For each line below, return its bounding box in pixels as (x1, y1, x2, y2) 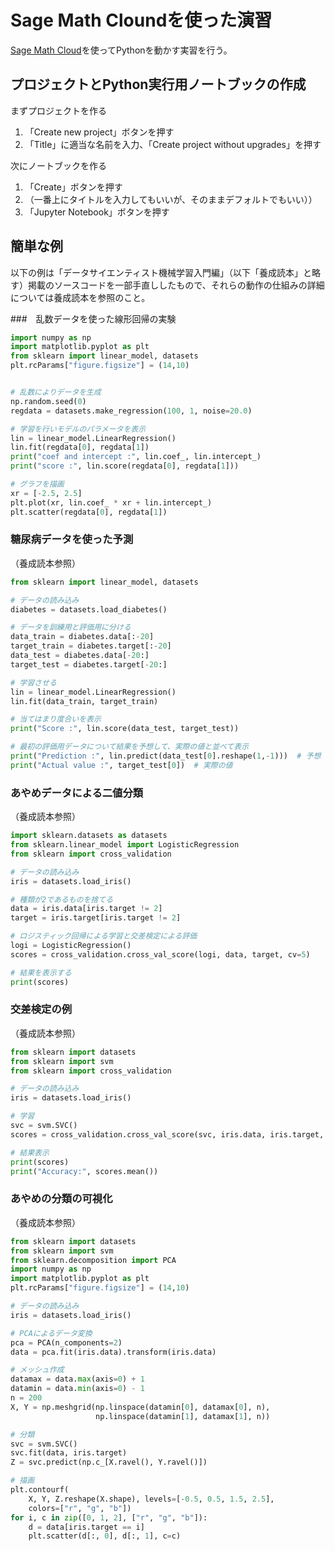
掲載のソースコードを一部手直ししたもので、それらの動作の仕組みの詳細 (27, 279, 325, 291)
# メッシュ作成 (10, 1365, 65, 1375)
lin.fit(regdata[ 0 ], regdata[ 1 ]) (10, 442, 150, 453)
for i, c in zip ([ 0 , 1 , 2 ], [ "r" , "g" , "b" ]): (10, 1512, 208, 1523)
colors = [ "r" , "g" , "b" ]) (28, 1503, 132, 1513)
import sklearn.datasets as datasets (10, 831, 168, 841)
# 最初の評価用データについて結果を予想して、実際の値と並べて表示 (10, 742, 250, 752)
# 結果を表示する (10, 967, 72, 978)
